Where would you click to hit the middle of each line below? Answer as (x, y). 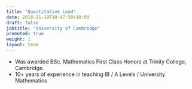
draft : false (22, 23)
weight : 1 (19, 39)
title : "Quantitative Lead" (41, 12)
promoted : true (25, 34)
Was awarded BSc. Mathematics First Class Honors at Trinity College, (100, 61)
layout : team (22, 45)
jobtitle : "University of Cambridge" (53, 28)
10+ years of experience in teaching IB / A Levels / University (90, 74)
